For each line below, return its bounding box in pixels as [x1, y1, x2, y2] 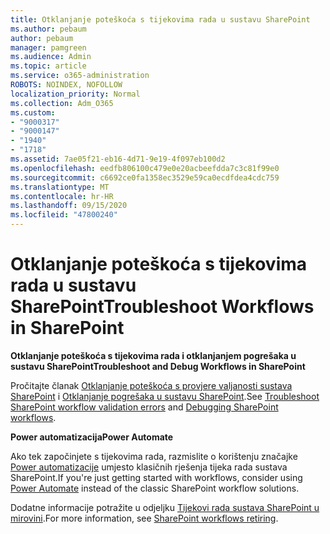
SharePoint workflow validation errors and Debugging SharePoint [10, 401, 279, 413]
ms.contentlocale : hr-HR [10, 191, 114, 201]
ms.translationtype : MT [10, 182, 110, 192]
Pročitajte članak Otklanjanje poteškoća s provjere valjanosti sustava [10, 379, 293, 391]
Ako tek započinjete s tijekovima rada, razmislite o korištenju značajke [10, 450, 298, 462]
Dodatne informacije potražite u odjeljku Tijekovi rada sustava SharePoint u [10, 501, 320, 513]
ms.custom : [10, 107, 56, 118]
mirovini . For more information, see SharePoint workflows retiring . [10, 512, 279, 524]
